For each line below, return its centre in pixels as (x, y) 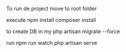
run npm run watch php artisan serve (52, 43)
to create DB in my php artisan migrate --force (63, 31)
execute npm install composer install (51, 20)
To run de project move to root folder (52, 9)
